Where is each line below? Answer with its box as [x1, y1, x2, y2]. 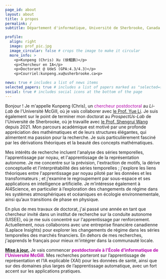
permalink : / [5, 21, 32, 26]
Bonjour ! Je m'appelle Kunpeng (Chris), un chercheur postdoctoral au [5, 103, 148, 109]
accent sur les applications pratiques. [5, 268, 82, 274]
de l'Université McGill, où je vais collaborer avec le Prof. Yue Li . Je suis [14, 108, 158, 114]
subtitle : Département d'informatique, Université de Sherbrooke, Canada [5, 26, 161, 31]
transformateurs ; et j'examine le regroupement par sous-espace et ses [5, 175, 151, 181]
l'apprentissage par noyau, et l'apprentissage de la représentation [5, 154, 139, 160]
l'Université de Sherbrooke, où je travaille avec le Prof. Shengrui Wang [5, 119, 148, 124]
